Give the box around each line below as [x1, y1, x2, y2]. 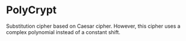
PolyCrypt [6, 3, 57, 17]
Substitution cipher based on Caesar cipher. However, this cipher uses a [6, 23, 181, 29]
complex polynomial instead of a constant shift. [6, 28, 121, 35]
